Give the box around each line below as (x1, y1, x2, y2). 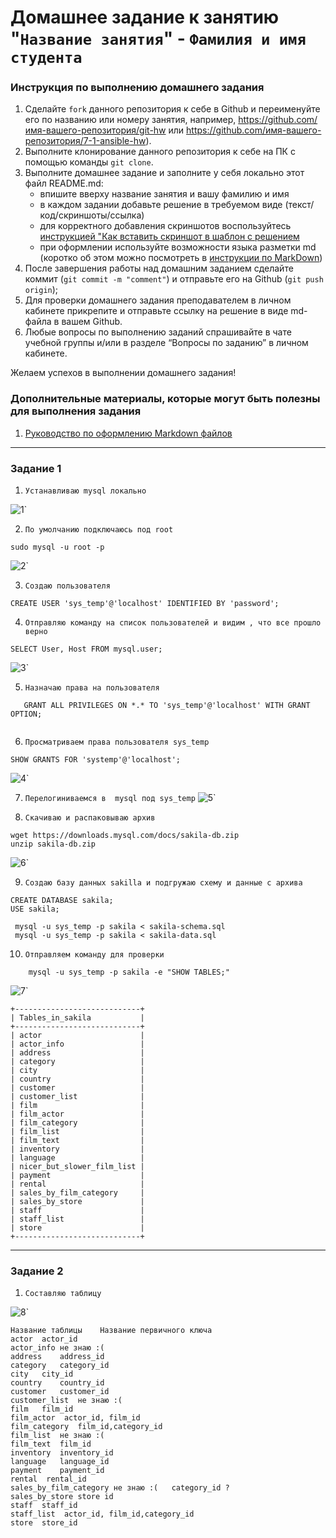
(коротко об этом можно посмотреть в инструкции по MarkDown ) (39, 252, 323, 264)
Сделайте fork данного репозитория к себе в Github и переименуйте (24, 103, 321, 115)
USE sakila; (10, 904, 60, 915)
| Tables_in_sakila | (10, 1013, 145, 1023)
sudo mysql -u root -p (10, 542, 105, 553)
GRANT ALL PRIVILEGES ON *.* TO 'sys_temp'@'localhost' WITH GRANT (23, 701, 311, 711)
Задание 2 (10, 1264, 64, 1278)
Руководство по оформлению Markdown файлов (24, 427, 233, 439)
